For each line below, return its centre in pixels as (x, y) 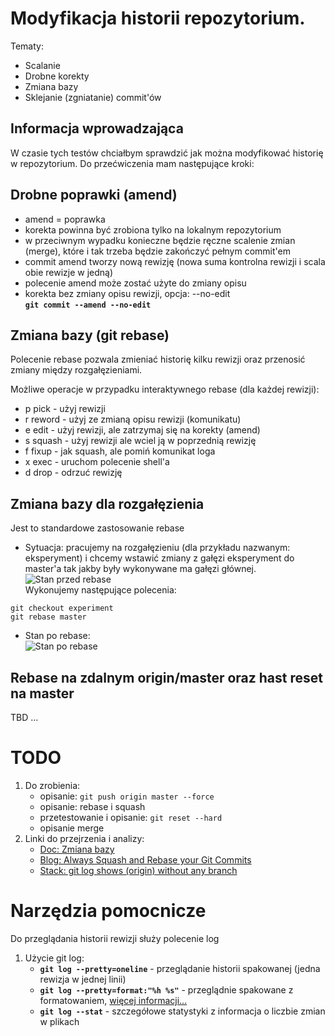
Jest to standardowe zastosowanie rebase (97, 528)
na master (42, 693)
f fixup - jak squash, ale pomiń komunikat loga (120, 451)
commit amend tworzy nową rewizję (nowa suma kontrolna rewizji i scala (175, 261)
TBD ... (24, 717)
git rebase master (48, 617)
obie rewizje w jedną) (69, 272)
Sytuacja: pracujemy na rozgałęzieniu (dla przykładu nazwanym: (157, 548)
